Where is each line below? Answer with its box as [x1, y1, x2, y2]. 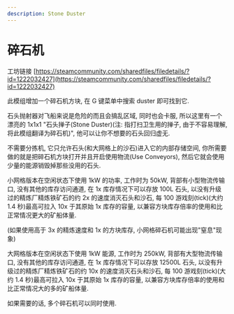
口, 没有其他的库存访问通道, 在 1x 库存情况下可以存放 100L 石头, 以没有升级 [7, 184, 222, 193]
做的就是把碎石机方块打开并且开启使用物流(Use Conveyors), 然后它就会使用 [7, 152, 225, 160]
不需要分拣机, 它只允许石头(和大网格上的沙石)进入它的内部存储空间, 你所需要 [7, 144, 227, 152]
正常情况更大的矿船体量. [7, 211, 77, 219]
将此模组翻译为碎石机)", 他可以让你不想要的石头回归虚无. [7, 128, 170, 137]
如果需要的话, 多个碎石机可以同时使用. [7, 299, 117, 307]
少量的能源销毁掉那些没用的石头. [7, 161, 101, 170]
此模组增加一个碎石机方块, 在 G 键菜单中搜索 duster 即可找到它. [7, 96, 190, 105]
